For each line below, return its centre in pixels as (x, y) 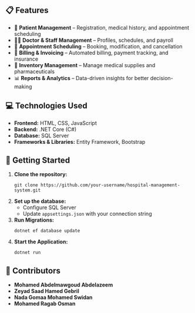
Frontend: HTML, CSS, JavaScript (56, 123)
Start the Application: (41, 242)
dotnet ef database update (47, 231)
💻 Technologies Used (46, 106)
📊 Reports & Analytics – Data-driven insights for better (81, 78)
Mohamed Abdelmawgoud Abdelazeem (63, 285)
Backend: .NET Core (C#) (45, 129)
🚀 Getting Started (38, 161)
